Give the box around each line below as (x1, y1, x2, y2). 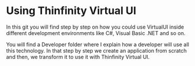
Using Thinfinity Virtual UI (6, 4, 136, 18)
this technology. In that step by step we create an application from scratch (6, 47, 187, 54)
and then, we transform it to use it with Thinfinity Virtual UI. (6, 53, 150, 60)
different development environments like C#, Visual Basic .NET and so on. (6, 29, 186, 36)
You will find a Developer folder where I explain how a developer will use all (6, 41, 189, 48)
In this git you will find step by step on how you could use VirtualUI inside (6, 23, 184, 30)
